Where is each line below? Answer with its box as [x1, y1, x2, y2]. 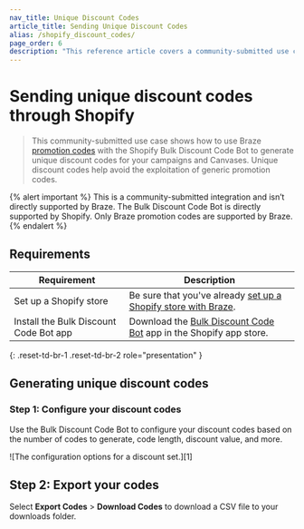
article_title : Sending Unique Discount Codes [9, 22, 188, 31]
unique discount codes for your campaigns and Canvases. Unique [31, 155, 279, 166]
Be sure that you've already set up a [128, 289, 282, 301]
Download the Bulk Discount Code [128, 315, 275, 328]
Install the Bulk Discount [14, 315, 117, 328]
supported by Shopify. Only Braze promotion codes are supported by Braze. [9, 211, 293, 222]
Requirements [9, 247, 90, 262]
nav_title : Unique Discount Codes [9, 13, 140, 23]
